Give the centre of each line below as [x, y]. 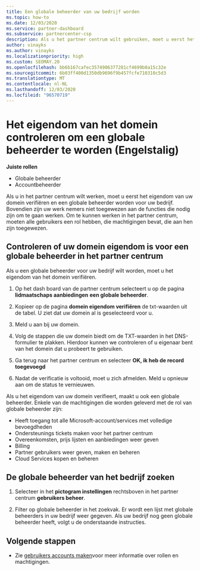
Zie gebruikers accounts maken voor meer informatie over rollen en [96, 555]
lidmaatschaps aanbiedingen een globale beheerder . [82, 295]
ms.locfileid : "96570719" [38, 95]
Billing [22, 445]
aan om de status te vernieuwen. [55, 384]
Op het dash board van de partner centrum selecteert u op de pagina [99, 288]
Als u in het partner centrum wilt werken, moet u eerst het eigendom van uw [100, 196]
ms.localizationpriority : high [45, 56]
